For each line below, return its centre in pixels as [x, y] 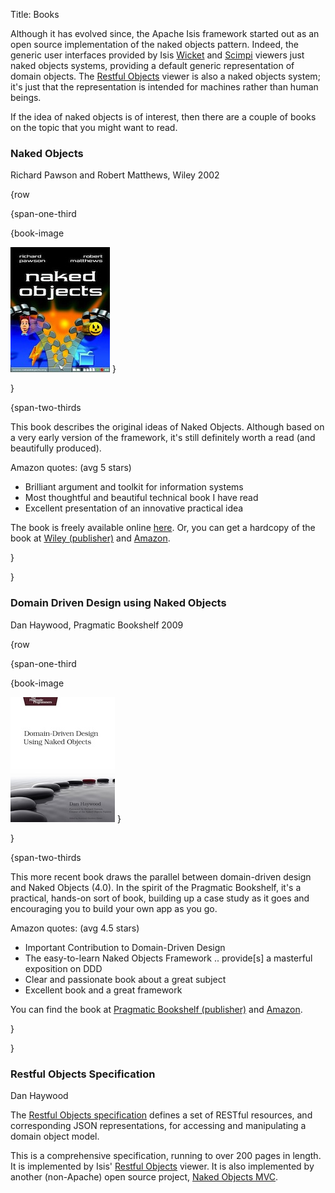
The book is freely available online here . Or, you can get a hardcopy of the [163, 528]
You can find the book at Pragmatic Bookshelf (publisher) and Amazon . [156, 1009]
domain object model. [55, 1136]
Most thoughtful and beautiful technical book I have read [141, 498]
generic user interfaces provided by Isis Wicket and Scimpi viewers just [157, 55]
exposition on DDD [63, 968]
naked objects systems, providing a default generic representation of [152, 65]
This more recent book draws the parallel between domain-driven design [161, 876]
